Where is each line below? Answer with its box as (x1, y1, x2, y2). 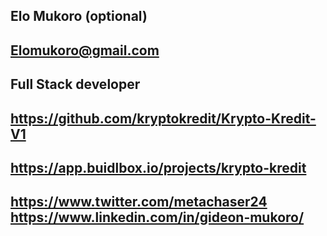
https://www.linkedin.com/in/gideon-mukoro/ (10, 209, 305, 226)
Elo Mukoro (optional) (10, 8, 148, 25)
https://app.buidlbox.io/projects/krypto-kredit (10, 159, 307, 176)
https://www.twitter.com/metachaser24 (10, 194, 268, 211)
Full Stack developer (10, 76, 141, 93)
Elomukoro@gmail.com (10, 42, 160, 59)
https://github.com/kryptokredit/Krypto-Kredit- (10, 110, 317, 127)
